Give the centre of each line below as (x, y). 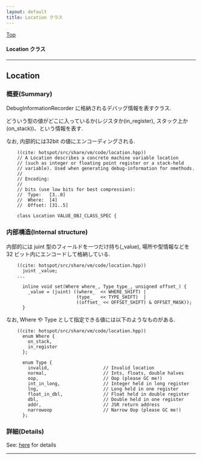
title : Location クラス (35, 17)
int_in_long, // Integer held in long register (109, 384)
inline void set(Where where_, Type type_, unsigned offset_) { (104, 287)
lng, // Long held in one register (103, 389)
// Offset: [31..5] (43, 205)
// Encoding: (33, 179)
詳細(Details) (25, 431)
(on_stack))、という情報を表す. (44, 129)
